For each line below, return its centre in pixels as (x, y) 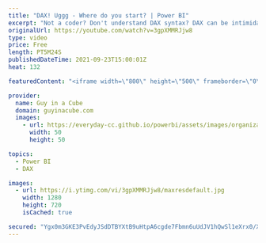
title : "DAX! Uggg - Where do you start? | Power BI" (99, 15)
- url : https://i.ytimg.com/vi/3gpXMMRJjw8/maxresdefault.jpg (120, 191)
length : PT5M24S (35, 52)
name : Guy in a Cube (49, 103)
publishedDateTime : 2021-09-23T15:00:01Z (78, 60)
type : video (28, 38)
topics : (21, 154)
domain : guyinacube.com (54, 110)
